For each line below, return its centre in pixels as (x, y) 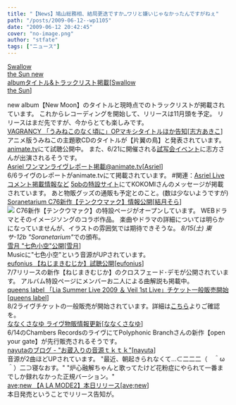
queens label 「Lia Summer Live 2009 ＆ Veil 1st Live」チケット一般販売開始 (118, 290)
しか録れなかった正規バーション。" (64, 376)
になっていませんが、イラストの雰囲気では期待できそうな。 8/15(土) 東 (110, 228)
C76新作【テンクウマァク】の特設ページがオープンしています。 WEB (115, 211)
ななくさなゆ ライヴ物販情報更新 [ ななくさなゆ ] (75, 324)
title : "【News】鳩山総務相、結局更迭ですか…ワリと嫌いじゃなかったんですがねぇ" (113, 14)
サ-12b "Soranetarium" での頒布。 (56, 237)
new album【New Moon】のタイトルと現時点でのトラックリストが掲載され (116, 105)
